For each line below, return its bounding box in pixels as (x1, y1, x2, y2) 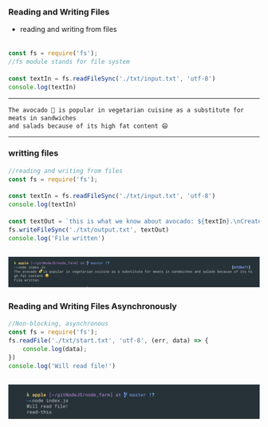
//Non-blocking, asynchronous (8, 320, 109, 328)
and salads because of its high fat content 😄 (8, 122, 169, 130)
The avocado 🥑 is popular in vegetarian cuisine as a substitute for (8, 106, 245, 114)
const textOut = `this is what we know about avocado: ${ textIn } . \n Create (8, 218, 262, 226)
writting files (8, 148, 59, 159)
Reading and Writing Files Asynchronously (8, 301, 177, 312)
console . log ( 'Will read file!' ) (8, 362, 116, 370)
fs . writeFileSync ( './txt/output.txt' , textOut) (8, 226, 170, 234)
